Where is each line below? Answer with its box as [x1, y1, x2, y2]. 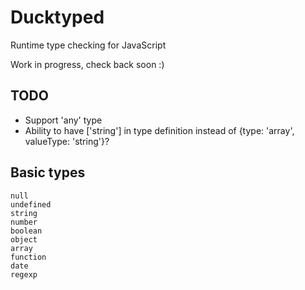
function [10, 252, 47, 262]
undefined [10, 199, 52, 210]
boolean [10, 226, 43, 236]
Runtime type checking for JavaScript [10, 39, 167, 51]
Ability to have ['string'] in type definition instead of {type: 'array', [24, 124, 295, 136]
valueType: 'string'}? [24, 135, 110, 147]
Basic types [10, 164, 86, 181]
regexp [10, 269, 38, 280]
